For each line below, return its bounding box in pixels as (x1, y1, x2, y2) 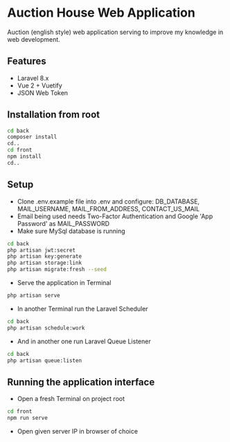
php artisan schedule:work (7, 325, 85, 331)
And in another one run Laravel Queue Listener (17, 337, 151, 345)
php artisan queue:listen (7, 357, 82, 364)
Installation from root (7, 109, 100, 121)
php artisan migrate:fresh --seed (7, 266, 107, 273)
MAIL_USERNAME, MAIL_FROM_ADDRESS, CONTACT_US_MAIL (17, 204, 200, 213)
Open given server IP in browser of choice (17, 427, 139, 435)
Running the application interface (7, 376, 155, 388)
